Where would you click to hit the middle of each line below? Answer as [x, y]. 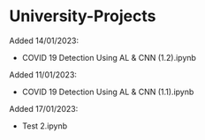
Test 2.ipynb [45, 126]
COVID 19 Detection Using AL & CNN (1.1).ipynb [108, 92]
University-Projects [83, 16]
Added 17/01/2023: [44, 108]
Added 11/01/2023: [43, 74]
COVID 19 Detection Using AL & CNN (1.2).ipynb [109, 57]
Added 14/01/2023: [44, 41]
